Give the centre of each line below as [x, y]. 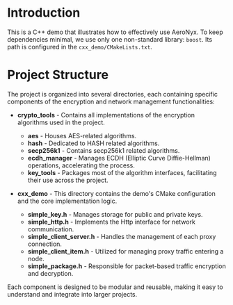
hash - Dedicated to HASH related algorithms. [94, 143]
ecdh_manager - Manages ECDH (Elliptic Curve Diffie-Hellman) [119, 158]
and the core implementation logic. [67, 201]
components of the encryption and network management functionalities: [111, 101]
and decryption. [50, 273]
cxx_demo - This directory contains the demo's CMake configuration [116, 193]
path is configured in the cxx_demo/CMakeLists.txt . [80, 47]
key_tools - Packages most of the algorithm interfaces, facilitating [122, 172]
